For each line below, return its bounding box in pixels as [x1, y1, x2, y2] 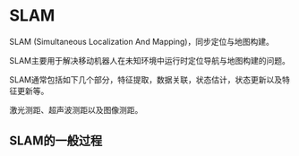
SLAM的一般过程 [9, 134, 103, 149]
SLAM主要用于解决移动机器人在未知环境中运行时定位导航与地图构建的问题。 [9, 55, 291, 65]
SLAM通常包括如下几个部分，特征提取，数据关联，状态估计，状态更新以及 [9, 74, 283, 85]
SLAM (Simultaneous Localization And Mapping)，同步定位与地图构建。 [9, 36, 275, 47]
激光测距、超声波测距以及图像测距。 [9, 104, 143, 115]
